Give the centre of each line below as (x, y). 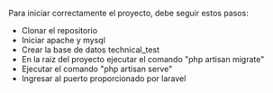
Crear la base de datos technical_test (90, 50)
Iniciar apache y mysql (63, 40)
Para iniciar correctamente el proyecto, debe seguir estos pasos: (128, 13)
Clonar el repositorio (59, 30)
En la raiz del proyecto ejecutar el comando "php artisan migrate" (143, 59)
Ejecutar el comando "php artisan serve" (97, 69)
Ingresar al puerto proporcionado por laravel (104, 79)
